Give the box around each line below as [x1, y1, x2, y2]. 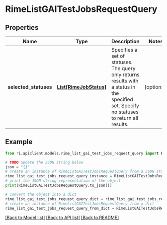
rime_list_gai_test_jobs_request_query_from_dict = [5, 206, 114, 211]
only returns [111, 71, 140, 78]
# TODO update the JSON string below [5, 160, 83, 165]
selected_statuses [7, 83, 52, 90]
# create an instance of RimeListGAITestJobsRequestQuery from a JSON [5, 169, 155, 174]
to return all [111, 115, 138, 121]
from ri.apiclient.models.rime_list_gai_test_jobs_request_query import [5, 150, 159, 156]
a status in [111, 83, 136, 90]
